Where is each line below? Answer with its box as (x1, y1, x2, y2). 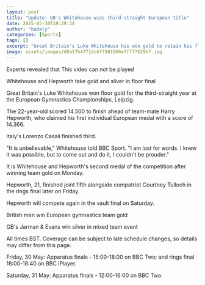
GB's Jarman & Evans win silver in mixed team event (6, 223, 138, 230)
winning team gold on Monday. (6, 169, 84, 176)
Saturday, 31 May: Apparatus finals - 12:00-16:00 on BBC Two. (6, 272, 163, 279)
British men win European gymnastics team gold (6, 211, 128, 218)
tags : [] (6, 37, 29, 43)
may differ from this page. (6, 241, 72, 248)
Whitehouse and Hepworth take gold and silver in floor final (6, 77, 156, 84)
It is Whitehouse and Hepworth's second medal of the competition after (6, 163, 186, 170)
